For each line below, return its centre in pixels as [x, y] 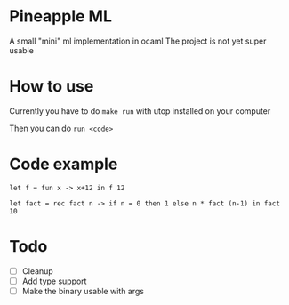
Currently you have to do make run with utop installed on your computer [140, 111]
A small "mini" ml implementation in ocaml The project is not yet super [138, 41]
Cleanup [37, 271]
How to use [52, 87]
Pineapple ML [61, 16]
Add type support [54, 281]
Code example [64, 164]
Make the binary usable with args [83, 291]
